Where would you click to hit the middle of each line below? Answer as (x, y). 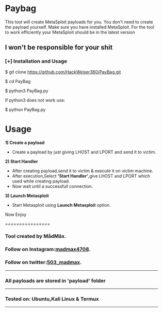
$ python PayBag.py (25, 109)
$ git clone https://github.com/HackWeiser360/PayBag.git (63, 72)
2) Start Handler (22, 161)
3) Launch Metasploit (27, 196)
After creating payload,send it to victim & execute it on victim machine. (83, 171)
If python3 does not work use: (35, 100)
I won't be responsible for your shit (59, 47)
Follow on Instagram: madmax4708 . (48, 249)
